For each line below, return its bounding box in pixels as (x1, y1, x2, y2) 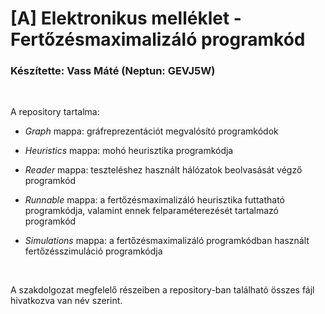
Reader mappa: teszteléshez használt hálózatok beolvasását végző (24, 164, 303, 176)
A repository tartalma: (10, 106, 100, 118)
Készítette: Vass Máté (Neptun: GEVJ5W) (10, 64, 216, 78)
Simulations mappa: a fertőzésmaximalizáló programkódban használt (24, 235, 310, 247)
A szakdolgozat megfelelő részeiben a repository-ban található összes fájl (10, 284, 315, 296)
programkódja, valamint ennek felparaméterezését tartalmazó (24, 205, 279, 217)
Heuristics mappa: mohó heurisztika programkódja (24, 145, 234, 157)
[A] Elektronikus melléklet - (10, 7, 242, 30)
